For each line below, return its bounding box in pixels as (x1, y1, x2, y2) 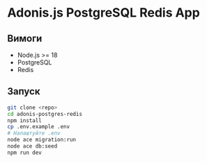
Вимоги (7, 33, 43, 44)
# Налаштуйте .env (7, 130, 61, 137)
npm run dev (7, 149, 42, 156)
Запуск (7, 85, 40, 98)
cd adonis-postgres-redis (7, 110, 82, 117)
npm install (7, 117, 42, 124)
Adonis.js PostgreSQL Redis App (7, 5, 200, 21)
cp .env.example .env (7, 123, 70, 130)
